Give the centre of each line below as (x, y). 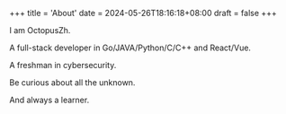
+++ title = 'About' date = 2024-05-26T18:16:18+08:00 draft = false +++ (143, 13)
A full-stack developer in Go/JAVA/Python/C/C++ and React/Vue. (130, 48)
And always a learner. (49, 100)
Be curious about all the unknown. (72, 83)
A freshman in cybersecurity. (63, 65)
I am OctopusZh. (40, 30)
